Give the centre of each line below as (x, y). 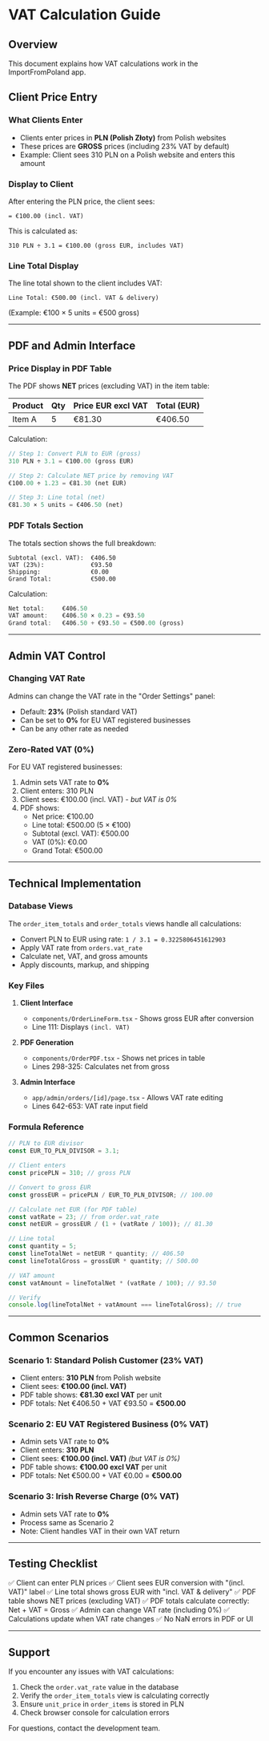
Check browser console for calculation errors (94, 1713)
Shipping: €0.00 (59, 572)
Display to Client (41, 184)
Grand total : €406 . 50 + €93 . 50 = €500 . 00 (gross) (96, 623)
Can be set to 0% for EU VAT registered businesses (105, 720)
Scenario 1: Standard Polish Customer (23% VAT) (106, 1360)
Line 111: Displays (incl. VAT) (81, 1027)
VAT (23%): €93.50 (60, 565)
